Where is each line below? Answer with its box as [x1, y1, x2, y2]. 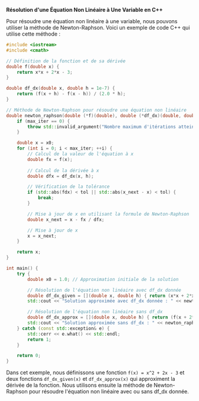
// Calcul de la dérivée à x [27, 168, 99, 173]
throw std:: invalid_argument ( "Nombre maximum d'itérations [27, 124, 176, 130]
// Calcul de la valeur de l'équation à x [27, 151, 134, 157]
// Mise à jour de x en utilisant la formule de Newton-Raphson [27, 211, 190, 217]
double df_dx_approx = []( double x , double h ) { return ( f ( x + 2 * [27, 314, 195, 321]
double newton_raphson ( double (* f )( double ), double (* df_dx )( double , [6, 112, 182, 119]
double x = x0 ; [17, 140, 54, 146]
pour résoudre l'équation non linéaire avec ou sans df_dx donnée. [28, 388, 190, 395]
